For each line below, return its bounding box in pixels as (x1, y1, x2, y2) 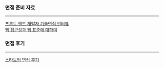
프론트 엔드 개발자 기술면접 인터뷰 (5, 21, 69, 27)
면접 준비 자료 (5, 4, 36, 11)
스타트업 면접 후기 (5, 57, 39, 63)
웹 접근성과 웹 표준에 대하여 (5, 27, 58, 33)
